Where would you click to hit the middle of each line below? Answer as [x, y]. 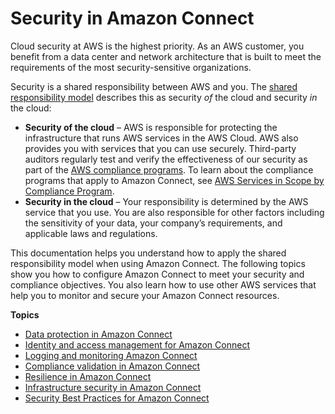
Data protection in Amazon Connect [98, 334]
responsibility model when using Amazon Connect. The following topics [158, 263]
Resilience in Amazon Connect [88, 376]
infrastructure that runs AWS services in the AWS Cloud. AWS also [161, 138]
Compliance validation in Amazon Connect [112, 366]
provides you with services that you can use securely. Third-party [160, 148]
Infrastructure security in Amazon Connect [113, 387]
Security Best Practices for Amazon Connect [117, 398]
